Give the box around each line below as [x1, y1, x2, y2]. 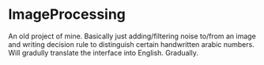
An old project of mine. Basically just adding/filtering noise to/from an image [8, 31, 257, 41]
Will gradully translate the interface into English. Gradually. [8, 48, 199, 57]
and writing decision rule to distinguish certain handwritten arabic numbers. [8, 39, 255, 49]
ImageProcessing [8, 5, 126, 23]
